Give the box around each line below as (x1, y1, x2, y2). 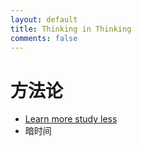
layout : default (10, 14, 78, 25)
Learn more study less (24, 113, 118, 125)
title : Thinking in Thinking (10, 24, 132, 34)
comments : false (10, 33, 78, 43)
